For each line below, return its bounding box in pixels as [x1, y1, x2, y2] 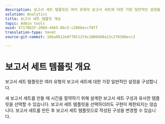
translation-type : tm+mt [5, 30, 56, 35]
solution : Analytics [5, 12, 48, 17]
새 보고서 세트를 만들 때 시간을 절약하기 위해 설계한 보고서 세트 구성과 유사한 [5, 95, 151, 101]
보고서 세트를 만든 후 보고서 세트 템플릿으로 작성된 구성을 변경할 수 [15, 107, 143, 113]
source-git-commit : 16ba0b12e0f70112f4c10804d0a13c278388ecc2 [5, 35, 135, 40]
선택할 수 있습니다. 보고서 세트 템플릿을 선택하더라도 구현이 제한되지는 [14, 101, 149, 107]
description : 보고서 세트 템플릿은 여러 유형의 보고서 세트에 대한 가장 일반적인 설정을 [5, 7, 161, 12]
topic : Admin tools [5, 21, 45, 26]
